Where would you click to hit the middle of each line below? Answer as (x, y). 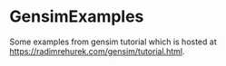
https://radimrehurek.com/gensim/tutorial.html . (97, 51)
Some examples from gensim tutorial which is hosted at (113, 42)
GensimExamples (77, 17)
